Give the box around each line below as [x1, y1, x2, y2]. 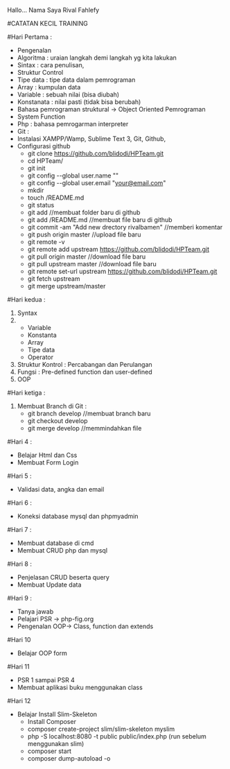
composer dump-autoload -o [27, 754, 111, 762]
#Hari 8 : [7, 560, 33, 568]
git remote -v [27, 238, 65, 245]
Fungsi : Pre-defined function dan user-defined [17, 368, 152, 376]
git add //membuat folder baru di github [27, 208, 141, 216]
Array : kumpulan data [17, 83, 81, 91]
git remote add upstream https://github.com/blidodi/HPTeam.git [27, 245, 210, 253]
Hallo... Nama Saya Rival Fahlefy [7, 6, 100, 14]
